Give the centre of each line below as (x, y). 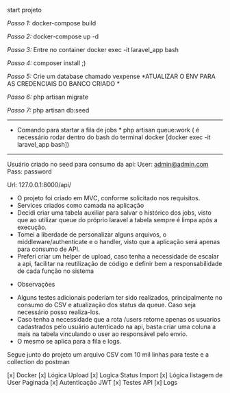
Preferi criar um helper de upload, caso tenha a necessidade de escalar (118, 256)
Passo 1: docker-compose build (52, 23)
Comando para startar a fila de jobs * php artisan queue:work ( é (108, 130)
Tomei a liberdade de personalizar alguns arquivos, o (92, 235)
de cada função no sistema (55, 271)
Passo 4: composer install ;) (47, 63)
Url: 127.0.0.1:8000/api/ (39, 185)
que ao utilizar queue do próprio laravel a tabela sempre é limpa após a (117, 220)
